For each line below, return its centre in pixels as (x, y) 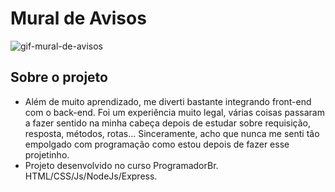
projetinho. (47, 154)
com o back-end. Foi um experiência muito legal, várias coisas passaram (174, 112)
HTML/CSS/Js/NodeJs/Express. (91, 176)
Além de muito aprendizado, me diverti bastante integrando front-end (168, 101)
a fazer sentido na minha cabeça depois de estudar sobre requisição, (168, 123)
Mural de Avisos (78, 18)
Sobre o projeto (59, 77)
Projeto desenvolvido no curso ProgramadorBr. (121, 165)
